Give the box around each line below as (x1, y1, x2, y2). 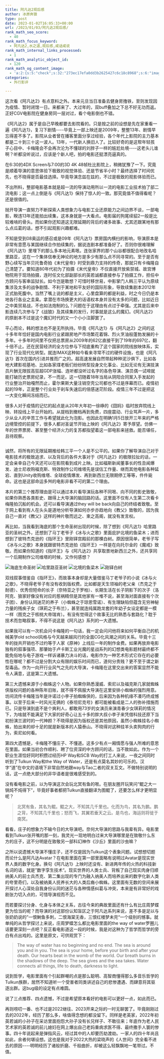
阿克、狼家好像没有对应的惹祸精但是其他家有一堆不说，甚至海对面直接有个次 (5, 593, 159, 599)
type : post (5, 16, 27, 21)
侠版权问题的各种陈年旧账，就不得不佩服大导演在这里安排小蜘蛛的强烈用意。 (5, 687, 159, 693)
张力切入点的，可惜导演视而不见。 (9, 892, 78, 897)
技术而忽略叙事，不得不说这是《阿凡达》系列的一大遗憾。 (5, 617, 121, 623)
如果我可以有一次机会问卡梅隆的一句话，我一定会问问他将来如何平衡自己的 (5, 628, 155, 634)
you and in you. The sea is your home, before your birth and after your (17, 947, 159, 953)
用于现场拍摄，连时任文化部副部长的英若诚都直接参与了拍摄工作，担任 (13, 272, 155, 278)
